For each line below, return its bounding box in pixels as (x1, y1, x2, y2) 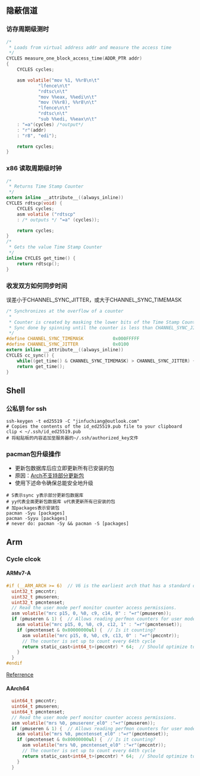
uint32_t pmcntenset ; (11, 599, 65, 606)
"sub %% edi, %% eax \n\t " (37, 116, 97, 122)
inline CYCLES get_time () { (6, 255, 76, 261)
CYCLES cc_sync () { (6, 352, 55, 359)
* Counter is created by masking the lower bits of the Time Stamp (8, 319, 180, 325)
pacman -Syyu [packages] (6, 516, 68, 522)
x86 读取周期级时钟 (6, 164, 62, 173)
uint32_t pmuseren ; (11, 594, 60, 600)
